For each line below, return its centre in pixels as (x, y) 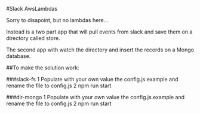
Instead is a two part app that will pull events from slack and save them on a (99, 32)
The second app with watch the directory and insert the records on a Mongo (100, 50)
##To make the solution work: (43, 68)
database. (19, 56)
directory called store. (33, 38)
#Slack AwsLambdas (32, 9)
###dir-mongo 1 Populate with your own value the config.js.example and (96, 97)
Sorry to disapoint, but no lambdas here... (57, 20)
